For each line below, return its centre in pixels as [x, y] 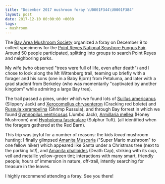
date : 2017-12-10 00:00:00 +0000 [40, 19]
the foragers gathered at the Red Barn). [45, 125]
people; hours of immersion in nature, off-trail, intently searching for [75, 161]
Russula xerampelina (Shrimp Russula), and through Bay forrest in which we [82, 109]
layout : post [19, 14]
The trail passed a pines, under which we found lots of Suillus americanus [81, 99]
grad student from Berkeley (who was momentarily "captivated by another [81, 84]
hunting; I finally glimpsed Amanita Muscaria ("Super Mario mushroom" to [81, 140]
